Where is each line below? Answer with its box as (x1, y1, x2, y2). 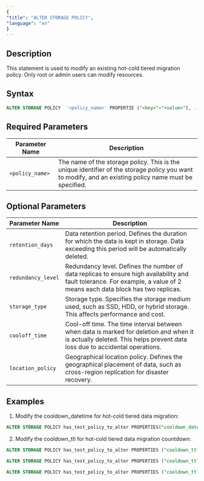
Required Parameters (6, 122, 88, 132)
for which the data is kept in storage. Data (64, 237, 184, 245)
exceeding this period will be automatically (64, 245, 187, 253)
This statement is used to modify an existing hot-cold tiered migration (6, 65, 180, 72)
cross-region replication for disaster (64, 368, 169, 376)
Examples (6, 396, 44, 407)
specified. (58, 180, 87, 189)
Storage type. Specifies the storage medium (64, 295, 191, 303)
